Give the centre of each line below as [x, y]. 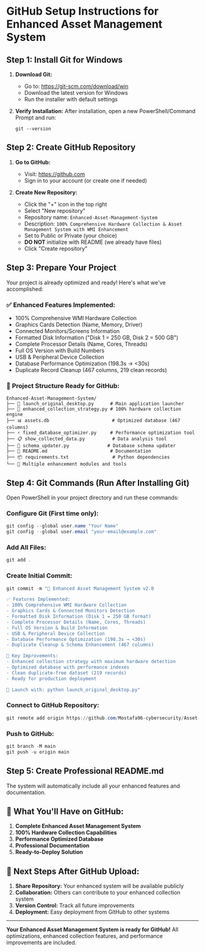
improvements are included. [41, 943]
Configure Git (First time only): [52, 513]
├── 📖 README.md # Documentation [79, 451]
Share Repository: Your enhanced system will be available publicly [99, 886]
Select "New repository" [55, 211]
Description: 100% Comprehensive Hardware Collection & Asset [103, 224]
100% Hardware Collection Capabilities [66, 833]
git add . [19, 560]
